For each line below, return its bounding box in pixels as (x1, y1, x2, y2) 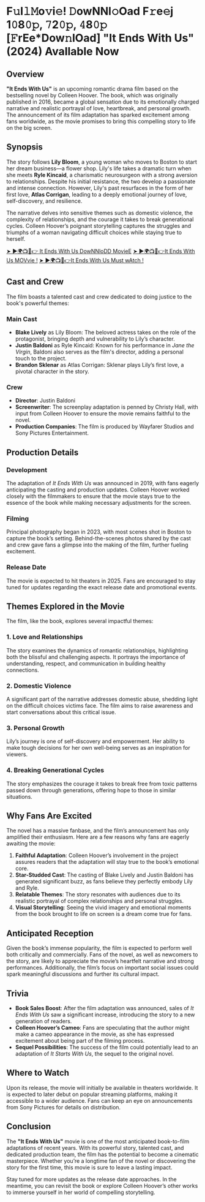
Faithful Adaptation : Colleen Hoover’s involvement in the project (15, 852, 179, 859)
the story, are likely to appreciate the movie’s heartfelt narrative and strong (6, 958, 195, 965)
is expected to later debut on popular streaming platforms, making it (6, 1090, 177, 1098)
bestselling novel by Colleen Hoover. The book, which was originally (6, 92, 179, 99)
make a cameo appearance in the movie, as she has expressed (15, 1030, 174, 1038)
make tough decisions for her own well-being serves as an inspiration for (6, 744, 191, 752)
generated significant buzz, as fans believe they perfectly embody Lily (15, 878, 193, 885)
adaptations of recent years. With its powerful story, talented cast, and (6, 1144, 184, 1151)
